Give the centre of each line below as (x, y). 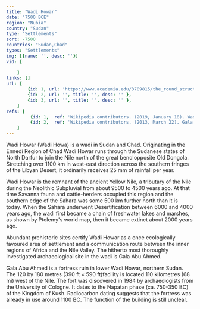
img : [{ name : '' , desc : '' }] (42, 56)
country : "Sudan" (28, 28)
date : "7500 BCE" (28, 17)
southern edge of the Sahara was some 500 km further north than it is (92, 201)
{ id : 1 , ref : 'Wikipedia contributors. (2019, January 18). (107, 117)
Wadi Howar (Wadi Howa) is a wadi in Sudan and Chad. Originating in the (96, 145)
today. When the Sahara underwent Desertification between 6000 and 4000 (100, 207)
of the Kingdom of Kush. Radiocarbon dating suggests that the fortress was (99, 293)
